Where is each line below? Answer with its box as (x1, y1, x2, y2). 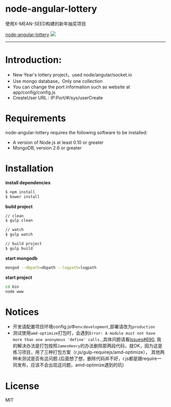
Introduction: (5, 54, 62, 66)
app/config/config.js (12, 89, 56, 95)
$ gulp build (5, 246, 33, 251)
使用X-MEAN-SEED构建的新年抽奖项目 (5, 20, 87, 27)
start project (5, 274, 32, 280)
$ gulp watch (5, 232, 33, 237)
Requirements (5, 113, 66, 124)
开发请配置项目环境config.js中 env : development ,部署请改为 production (12, 324, 155, 330)
